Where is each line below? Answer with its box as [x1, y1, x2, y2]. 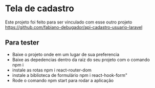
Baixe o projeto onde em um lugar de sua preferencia [12, 51, 120, 57]
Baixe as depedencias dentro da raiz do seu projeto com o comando [12, 57, 150, 63]
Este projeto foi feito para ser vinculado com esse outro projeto [5, 19, 133, 25]
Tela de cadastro [5, 3, 74, 14]
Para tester [5, 39, 40, 47]
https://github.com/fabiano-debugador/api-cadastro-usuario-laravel [5, 24, 143, 30]
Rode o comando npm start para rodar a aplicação [12, 77, 114, 83]
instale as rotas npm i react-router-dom [12, 67, 92, 73]
